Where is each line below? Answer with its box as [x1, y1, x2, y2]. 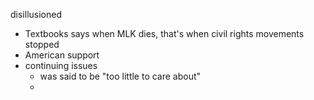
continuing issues [24, 60, 98, 71]
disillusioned [10, 9, 62, 20]
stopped [24, 39, 60, 50]
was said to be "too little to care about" [39, 70, 202, 82]
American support [24, 49, 100, 61]
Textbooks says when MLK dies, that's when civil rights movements [24, 28, 305, 39]
